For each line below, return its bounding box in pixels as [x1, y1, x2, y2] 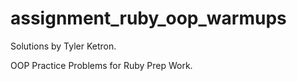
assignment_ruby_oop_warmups [10, 7, 287, 30]
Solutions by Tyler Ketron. [10, 40, 117, 52]
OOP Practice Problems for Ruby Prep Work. [10, 59, 193, 71]
